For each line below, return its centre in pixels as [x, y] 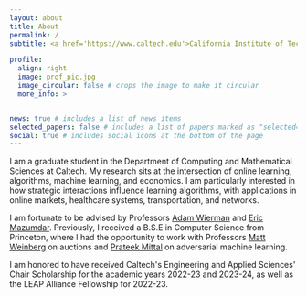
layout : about [37, 18]
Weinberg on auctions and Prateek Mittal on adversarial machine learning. [148, 247]
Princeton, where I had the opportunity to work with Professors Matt [138, 238]
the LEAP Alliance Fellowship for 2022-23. [89, 284]
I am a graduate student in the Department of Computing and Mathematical [151, 162]
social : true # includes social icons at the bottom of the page [136, 135]
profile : [26, 60]
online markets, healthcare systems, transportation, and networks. [134, 200]
